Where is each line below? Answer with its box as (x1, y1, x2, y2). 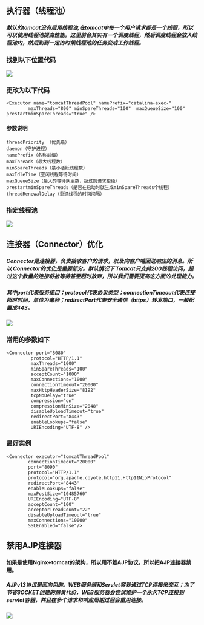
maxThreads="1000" (30, 360, 77, 366)
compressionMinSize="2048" (30, 403, 99, 409)
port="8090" (28, 464, 59, 470)
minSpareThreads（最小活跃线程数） (6, 165, 88, 171)
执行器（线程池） (6, 5, 70, 16)
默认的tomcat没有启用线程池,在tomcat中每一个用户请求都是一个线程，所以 (6, 24, 194, 31)
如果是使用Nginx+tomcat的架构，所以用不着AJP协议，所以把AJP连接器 (6, 558, 186, 566)
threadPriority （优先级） (6, 139, 70, 146)
